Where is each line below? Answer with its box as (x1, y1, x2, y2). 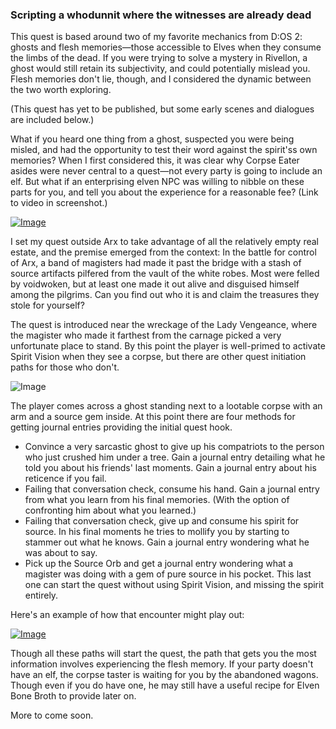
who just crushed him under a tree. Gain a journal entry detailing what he (24, 451, 326, 463)
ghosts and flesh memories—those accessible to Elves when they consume (10, 41, 322, 53)
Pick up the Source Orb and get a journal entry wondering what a (24, 558, 294, 570)
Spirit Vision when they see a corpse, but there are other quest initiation (10, 351, 307, 363)
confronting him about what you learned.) (24, 504, 197, 517)
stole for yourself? (10, 299, 85, 312)
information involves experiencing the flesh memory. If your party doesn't (10, 658, 314, 670)
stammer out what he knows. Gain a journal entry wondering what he (24, 536, 310, 548)
